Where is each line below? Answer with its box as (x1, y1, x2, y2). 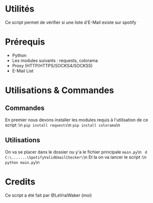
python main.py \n (5, 159, 40, 165)
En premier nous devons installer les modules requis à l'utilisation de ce (5, 117, 148, 123)
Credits (5, 176, 35, 187)
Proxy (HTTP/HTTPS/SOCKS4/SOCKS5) (12, 62, 93, 68)
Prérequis (5, 36, 45, 47)
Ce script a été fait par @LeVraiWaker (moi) (5, 192, 92, 198)
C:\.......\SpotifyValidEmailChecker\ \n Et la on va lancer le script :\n (5, 154, 147, 160)
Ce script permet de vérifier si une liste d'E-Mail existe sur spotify (5, 19, 136, 25)
